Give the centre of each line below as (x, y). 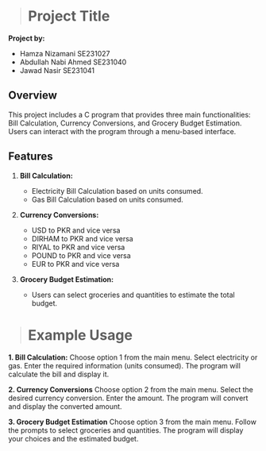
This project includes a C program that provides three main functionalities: (130, 114)
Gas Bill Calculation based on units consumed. (108, 199)
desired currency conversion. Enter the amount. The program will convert (128, 398)
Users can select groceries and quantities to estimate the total (133, 295)
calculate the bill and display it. (59, 374)
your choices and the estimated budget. (73, 438)
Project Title (69, 16)
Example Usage (80, 335)
